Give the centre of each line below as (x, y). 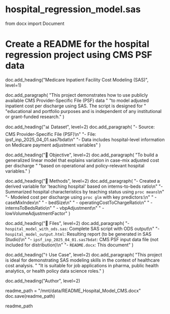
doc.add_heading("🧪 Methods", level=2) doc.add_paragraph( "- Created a (82, 181)
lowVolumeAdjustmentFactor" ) (38, 213)
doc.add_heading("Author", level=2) (43, 280)
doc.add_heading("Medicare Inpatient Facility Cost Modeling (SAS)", (77, 79)
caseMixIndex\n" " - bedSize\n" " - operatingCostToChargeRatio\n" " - (79, 203)
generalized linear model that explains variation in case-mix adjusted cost (82, 160)
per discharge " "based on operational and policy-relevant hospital (75, 165)
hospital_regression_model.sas (73, 9)
